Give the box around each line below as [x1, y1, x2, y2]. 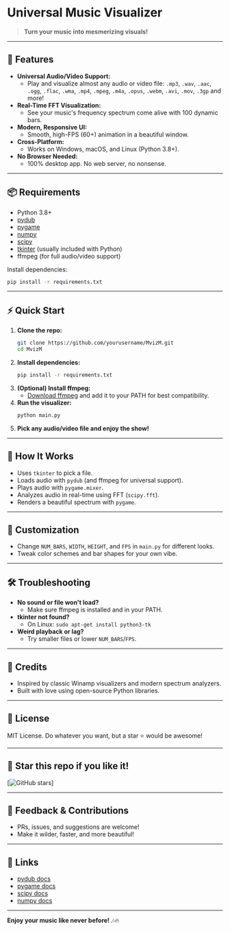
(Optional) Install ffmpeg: [16, 384, 91, 392]
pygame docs [16, 882, 56, 891]
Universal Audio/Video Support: [16, 72, 111, 80]
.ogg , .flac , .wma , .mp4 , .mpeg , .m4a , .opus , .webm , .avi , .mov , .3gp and [27, 86, 221, 95]
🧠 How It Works [7, 450, 74, 462]
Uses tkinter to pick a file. [16, 468, 93, 477]
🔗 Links [7, 856, 39, 868]
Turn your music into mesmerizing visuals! [23, 27, 149, 36]
